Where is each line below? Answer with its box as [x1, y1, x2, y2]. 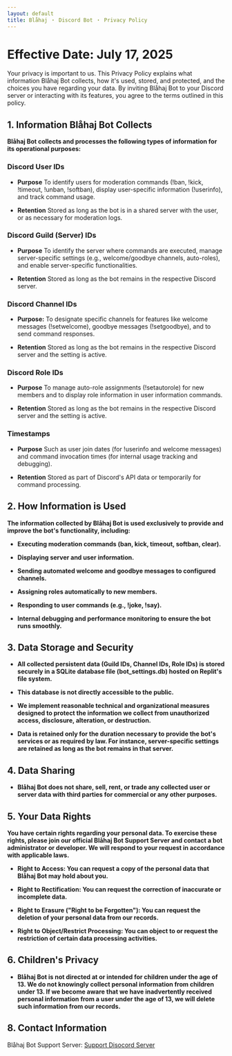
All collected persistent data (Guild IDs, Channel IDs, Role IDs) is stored [17, 660, 225, 668]
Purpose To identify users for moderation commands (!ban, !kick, [17, 178, 204, 186]
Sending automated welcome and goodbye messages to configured [17, 566, 216, 575]
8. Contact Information [7, 1022, 107, 1034]
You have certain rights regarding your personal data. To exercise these [7, 829, 217, 837]
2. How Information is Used [7, 501, 126, 512]
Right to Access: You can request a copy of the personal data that [17, 864, 209, 872]
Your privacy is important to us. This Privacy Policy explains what [7, 69, 193, 78]
